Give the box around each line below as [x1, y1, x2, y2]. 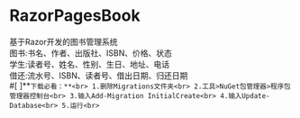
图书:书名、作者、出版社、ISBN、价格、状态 [9, 47, 173, 59]
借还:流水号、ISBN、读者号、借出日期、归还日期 [9, 69, 188, 81]
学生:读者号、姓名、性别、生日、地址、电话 [9, 59, 170, 69]
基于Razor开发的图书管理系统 [9, 36, 118, 47]
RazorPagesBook [9, 5, 141, 26]
